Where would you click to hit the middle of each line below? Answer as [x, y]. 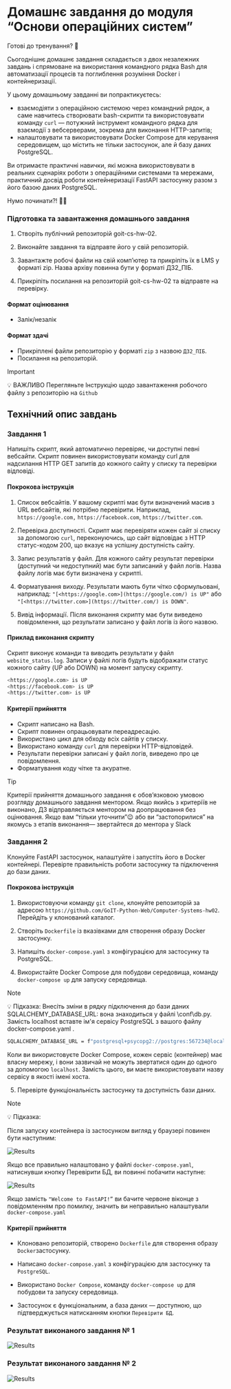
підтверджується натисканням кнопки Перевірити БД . [95, 1313]
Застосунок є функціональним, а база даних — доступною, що [109, 1305]
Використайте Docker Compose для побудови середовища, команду [118, 972]
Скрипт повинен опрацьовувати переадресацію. [89, 731]
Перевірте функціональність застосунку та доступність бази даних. [117, 1090]
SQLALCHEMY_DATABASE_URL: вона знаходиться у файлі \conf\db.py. [109, 1014]
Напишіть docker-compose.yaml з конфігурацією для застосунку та [113, 952]
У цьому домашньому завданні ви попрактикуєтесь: [84, 95]
